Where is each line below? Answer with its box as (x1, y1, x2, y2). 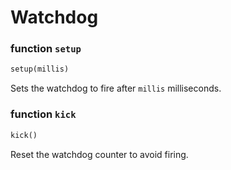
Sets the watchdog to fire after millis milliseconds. (10, 82, 222, 95)
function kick (10, 107, 77, 121)
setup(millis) (10, 64, 70, 75)
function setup (10, 42, 82, 56)
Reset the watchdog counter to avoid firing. (10, 148, 189, 160)
